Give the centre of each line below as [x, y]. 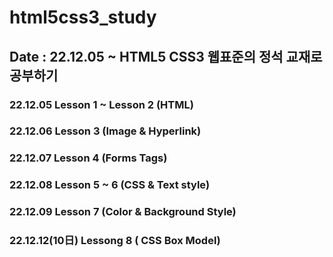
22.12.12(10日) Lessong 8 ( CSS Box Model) [115, 241]
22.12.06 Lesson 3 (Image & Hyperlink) [105, 131]
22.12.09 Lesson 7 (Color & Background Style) [123, 212]
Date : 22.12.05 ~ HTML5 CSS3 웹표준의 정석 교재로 [166, 56]
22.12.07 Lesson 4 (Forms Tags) [88, 158]
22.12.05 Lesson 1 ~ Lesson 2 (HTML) [101, 104]
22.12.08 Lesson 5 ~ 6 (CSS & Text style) [110, 185]
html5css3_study [83, 17]
